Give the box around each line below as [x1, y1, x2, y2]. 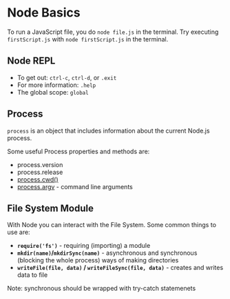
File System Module [7, 202, 94, 214]
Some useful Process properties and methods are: [7, 147, 150, 155]
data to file [17, 271, 48, 279]
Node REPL [7, 55, 56, 67]
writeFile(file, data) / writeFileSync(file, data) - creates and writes [17, 264, 224, 272]
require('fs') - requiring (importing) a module [17, 242, 151, 250]
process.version [17, 160, 63, 168]
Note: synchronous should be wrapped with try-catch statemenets [7, 284, 196, 293]
